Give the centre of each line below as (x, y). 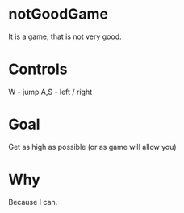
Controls (38, 69)
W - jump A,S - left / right (50, 92)
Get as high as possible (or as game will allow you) (92, 147)
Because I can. (33, 202)
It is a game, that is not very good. (65, 36)
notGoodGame (59, 14)
